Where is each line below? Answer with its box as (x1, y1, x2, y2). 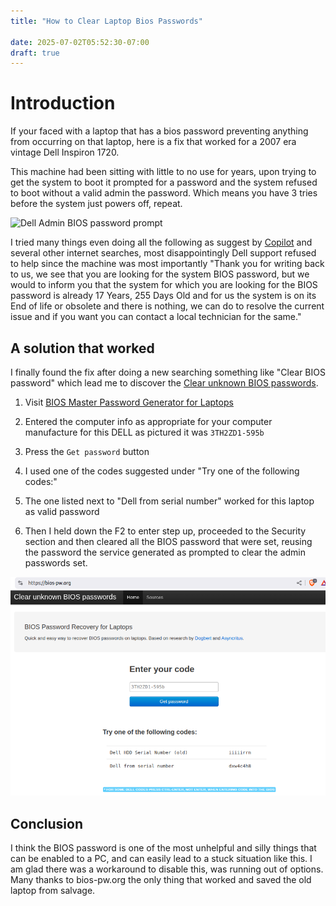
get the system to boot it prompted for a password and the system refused (10, 176, 318, 189)
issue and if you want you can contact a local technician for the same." (10, 311, 302, 323)
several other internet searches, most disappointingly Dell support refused (10, 247, 317, 259)
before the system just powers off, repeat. (10, 198, 183, 210)
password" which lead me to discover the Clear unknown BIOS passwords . (10, 377, 319, 389)
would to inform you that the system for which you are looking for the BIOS (10, 279, 318, 291)
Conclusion (10, 815, 84, 832)
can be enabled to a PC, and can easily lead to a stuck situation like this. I (10, 853, 313, 865)
